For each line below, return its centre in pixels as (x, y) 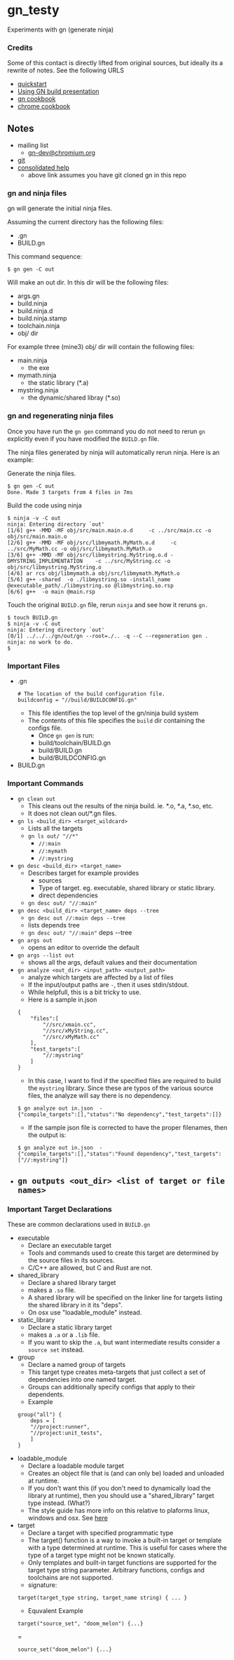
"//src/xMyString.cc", (76, 1031)
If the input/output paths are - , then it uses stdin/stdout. (108, 985)
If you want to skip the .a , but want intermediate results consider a (124, 1342)
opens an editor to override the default (84, 948)
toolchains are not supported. (70, 1577)
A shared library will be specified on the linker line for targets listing (125, 1297)
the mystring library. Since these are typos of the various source (121, 1088)
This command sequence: (45, 257)
